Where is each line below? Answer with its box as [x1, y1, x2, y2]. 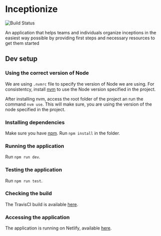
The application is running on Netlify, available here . [5, 225, 112, 231]
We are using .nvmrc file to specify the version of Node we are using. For [5, 81, 155, 87]
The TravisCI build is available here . [5, 201, 78, 207]
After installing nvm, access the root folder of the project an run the [5, 96, 144, 102]
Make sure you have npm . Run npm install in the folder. [5, 130, 121, 136]
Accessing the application [5, 214, 70, 221]
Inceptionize [5, 3, 58, 15]
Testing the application [5, 166, 62, 173]
